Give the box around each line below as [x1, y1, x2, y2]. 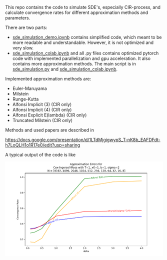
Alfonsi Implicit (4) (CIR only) [12, 107, 72, 112]
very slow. [12, 45, 34, 50]
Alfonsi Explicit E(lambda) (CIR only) [12, 112, 87, 118]
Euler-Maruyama [12, 85, 47, 91]
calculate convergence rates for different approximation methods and [5, 9, 148, 15]
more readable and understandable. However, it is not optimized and [12, 39, 154, 45]
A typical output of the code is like [5, 152, 76, 157]
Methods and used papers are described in [5, 127, 94, 133]
